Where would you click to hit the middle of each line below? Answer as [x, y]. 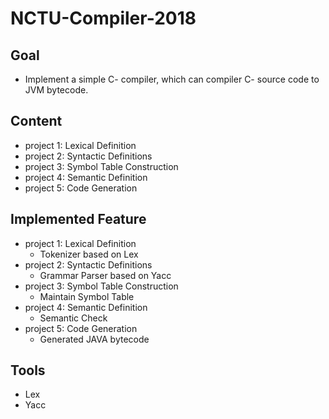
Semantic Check [73, 318]
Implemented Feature [78, 219]
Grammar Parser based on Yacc [105, 275]
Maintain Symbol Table [87, 296]
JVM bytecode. [56, 90]
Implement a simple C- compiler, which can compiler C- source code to [172, 79]
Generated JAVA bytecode [94, 339]
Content [36, 121]
